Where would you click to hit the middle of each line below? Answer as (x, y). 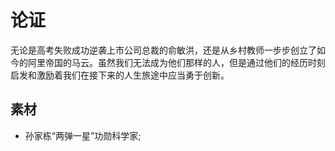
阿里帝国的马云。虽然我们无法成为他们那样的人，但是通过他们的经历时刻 (176, 62)
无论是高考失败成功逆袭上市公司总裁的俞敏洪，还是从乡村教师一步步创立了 (163, 50)
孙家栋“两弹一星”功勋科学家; (83, 135)
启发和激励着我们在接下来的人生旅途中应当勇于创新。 (120, 75)
